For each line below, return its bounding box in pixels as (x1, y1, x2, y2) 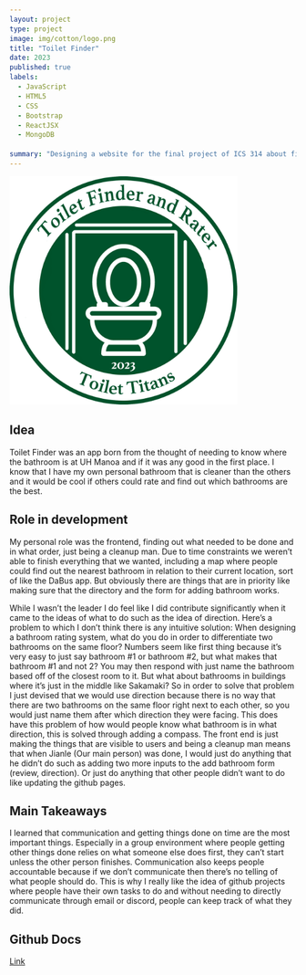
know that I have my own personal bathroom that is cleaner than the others (9, 466, 291, 477)
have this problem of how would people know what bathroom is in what (9, 718, 278, 729)
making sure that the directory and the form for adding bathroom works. (9, 584, 280, 595)
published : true (9, 63, 71, 72)
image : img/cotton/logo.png (9, 34, 117, 43)
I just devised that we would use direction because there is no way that (9, 689, 276, 700)
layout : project (9, 15, 71, 24)
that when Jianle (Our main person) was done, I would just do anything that (9, 748, 291, 759)
